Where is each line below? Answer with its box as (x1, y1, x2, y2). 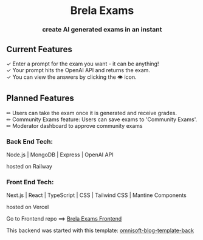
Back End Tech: (6, 137, 53, 145)
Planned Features (6, 93, 75, 104)
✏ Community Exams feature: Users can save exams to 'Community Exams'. (6, 116, 198, 123)
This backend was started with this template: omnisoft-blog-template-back (6, 227, 194, 234)
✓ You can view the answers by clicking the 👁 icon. (6, 73, 137, 81)
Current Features (6, 44, 73, 55)
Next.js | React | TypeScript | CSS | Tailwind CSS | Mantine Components (6, 192, 187, 199)
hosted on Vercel (6, 204, 49, 211)
